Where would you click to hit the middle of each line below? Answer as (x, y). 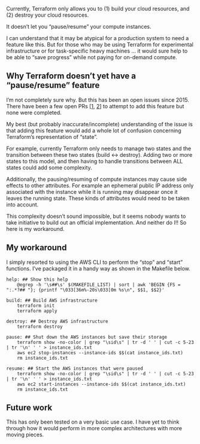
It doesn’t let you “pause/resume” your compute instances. (79, 27)
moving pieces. (25, 435)
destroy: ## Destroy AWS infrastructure (57, 321)
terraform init (36, 305)
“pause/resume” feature (53, 85)
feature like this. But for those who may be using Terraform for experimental (100, 45)
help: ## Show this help (37, 279)
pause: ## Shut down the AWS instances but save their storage (87, 337)
